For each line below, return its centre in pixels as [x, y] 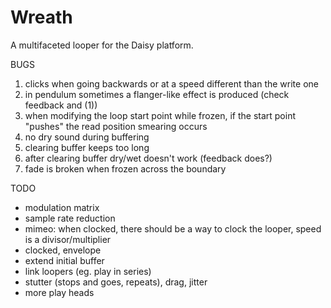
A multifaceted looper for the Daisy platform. [102, 45]
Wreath [41, 17]
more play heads [59, 292]
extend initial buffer [64, 260]
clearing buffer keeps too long [87, 147]
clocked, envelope [63, 250]
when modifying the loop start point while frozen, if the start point [160, 115]
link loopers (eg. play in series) [88, 271]
